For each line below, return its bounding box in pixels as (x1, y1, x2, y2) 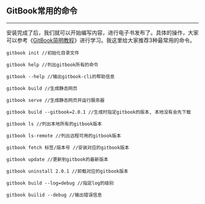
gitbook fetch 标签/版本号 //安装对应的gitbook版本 (6, 144, 129, 151)
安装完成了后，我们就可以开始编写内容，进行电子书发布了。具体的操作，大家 (6, 29, 199, 36)
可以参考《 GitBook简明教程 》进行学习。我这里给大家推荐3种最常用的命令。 (6, 36, 195, 44)
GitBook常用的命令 (6, 5, 78, 16)
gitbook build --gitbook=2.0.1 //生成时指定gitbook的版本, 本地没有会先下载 (6, 109, 191, 115)
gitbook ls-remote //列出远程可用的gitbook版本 (6, 133, 121, 139)
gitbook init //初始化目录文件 (6, 49, 79, 56)
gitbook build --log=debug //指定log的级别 (6, 180, 114, 186)
